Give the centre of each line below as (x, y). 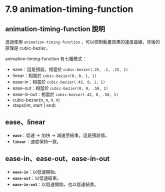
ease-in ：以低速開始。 (35, 171)
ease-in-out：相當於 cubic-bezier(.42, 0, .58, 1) (65, 94)
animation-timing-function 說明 (55, 29)
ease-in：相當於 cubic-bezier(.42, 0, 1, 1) (59, 82)
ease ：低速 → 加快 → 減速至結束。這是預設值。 (61, 135)
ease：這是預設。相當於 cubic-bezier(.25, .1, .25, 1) (70, 69)
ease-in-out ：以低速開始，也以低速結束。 (55, 184)
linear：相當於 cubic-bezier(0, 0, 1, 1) (54, 75)
